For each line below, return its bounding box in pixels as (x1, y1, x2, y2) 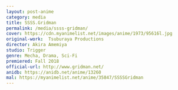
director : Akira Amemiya (6, 42, 67, 48)
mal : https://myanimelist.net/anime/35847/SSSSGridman (6, 75, 144, 81)
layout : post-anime (6, 8, 54, 15)
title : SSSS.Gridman (6, 20, 57, 25)
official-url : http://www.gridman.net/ (6, 63, 104, 70)
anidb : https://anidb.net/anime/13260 (6, 69, 101, 75)
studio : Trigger (6, 47, 46, 53)
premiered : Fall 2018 (6, 58, 60, 64)
